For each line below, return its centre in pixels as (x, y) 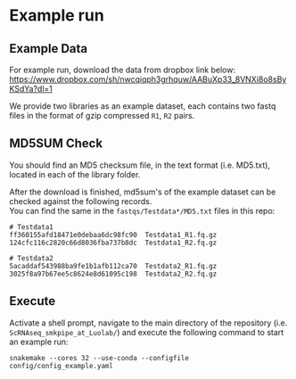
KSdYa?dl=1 (31, 89)
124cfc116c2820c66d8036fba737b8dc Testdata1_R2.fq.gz (113, 243)
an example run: (39, 342)
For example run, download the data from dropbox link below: (123, 70)
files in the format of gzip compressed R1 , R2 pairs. (102, 115)
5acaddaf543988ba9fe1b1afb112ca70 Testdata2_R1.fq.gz (113, 266)
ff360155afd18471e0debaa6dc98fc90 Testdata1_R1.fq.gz (113, 235)
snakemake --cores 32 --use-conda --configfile (99, 358)
